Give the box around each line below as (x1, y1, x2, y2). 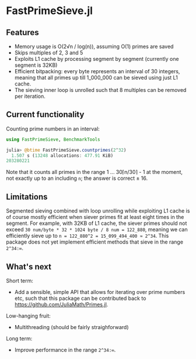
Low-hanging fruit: (6, 312, 51, 319)
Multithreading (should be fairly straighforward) (14, 323, 129, 330)
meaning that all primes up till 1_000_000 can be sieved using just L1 (14, 74, 178, 81)
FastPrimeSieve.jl (6, 4, 93, 18)
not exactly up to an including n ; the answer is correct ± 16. (6, 175, 148, 182)
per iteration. (14, 93, 45, 100)
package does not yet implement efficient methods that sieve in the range (6, 238, 184, 245)
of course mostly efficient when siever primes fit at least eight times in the (6, 214, 184, 221)
